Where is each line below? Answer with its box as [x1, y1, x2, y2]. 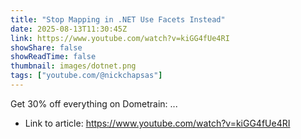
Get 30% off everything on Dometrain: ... [10, 97, 178, 110]
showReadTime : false [10, 52, 97, 62]
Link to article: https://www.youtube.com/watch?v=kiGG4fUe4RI [24, 117, 291, 129]
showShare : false [10, 42, 83, 53]
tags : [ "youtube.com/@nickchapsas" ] [10, 71, 163, 81]
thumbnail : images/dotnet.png [10, 61, 137, 71]
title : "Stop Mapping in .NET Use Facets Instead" [10, 14, 226, 25]
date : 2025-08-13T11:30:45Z [10, 24, 128, 34]
